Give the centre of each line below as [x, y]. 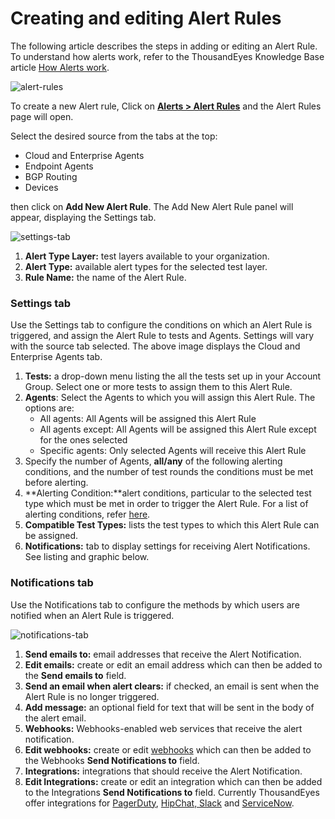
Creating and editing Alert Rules [146, 18]
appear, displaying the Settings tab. [83, 217]
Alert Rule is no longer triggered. [92, 696]
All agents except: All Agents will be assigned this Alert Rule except [178, 429]
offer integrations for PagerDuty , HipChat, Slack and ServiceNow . [159, 803]
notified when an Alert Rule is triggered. [92, 615]
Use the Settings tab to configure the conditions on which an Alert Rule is [161, 325]
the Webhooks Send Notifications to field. [112, 760]
